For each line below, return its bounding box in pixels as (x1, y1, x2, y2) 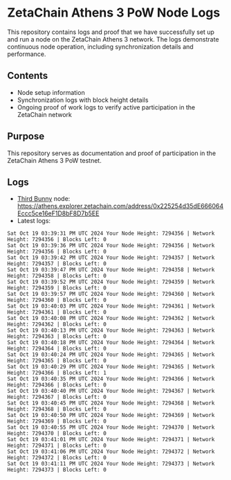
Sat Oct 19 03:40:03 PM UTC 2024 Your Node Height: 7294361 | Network (7, 303, 215, 310)
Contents (7, 70, 48, 82)
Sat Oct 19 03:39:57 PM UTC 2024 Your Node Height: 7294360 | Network (7, 291, 215, 298)
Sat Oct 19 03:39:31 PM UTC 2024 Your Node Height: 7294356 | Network (7, 230, 215, 237)
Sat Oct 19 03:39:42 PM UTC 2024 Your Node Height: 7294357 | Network (7, 254, 215, 261)
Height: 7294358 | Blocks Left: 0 (7, 272, 107, 280)
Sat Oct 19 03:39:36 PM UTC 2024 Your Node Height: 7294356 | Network (7, 242, 215, 249)
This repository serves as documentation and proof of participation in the (7, 149, 216, 157)
